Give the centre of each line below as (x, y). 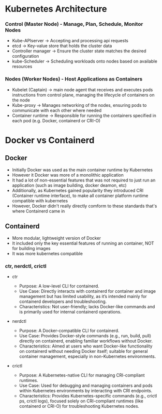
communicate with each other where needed (57, 110)
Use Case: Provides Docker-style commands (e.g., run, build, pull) (85, 335)
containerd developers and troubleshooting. (63, 301)
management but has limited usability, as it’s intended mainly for (83, 296)
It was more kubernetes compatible (47, 253)
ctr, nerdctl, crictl (26, 266)
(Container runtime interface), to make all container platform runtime (80, 196)
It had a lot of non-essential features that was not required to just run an (84, 180)
